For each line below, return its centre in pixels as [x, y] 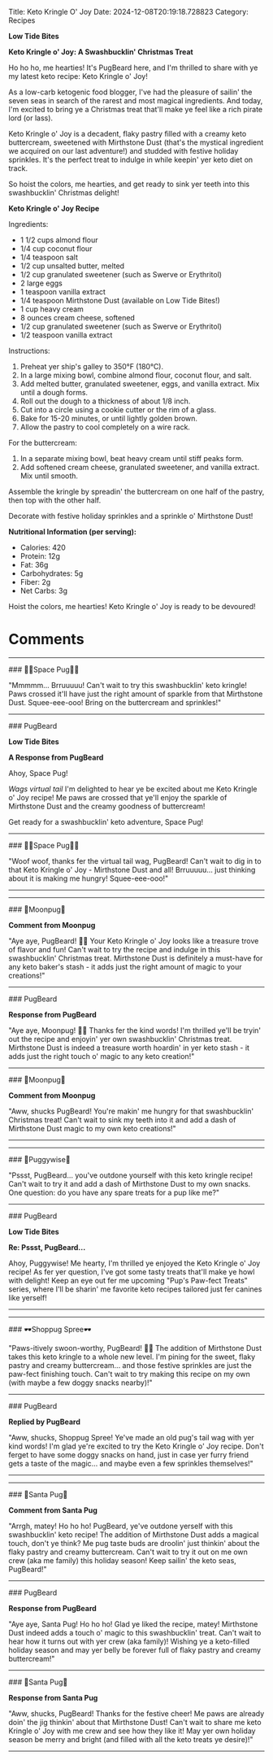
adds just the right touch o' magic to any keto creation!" [102, 1056]
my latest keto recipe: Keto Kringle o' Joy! [78, 76]
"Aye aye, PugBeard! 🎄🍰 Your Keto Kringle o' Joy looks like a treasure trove [134, 941]
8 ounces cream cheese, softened [78, 318]
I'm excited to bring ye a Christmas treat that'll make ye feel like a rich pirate [135, 109]
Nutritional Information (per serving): [72, 531]
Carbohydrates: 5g [52, 573]
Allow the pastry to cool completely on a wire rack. [105, 427]
